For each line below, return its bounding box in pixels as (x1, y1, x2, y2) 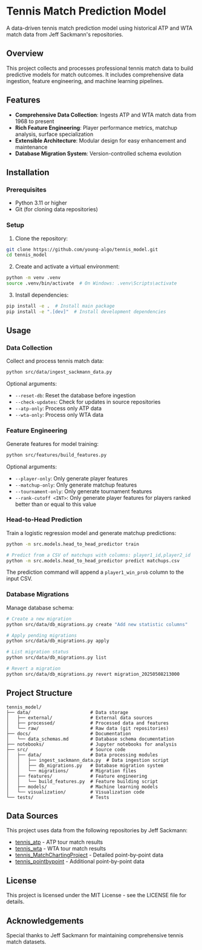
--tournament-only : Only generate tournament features (15, 487, 152, 495)
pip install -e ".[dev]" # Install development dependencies (6, 308, 166, 315)
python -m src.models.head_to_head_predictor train (6, 541, 139, 547)
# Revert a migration (6, 665, 61, 672)
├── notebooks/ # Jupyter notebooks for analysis (6, 741, 177, 747)
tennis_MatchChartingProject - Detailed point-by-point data (15, 851, 164, 859)
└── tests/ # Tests (6, 794, 110, 800)
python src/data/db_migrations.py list (6, 655, 107, 661)
